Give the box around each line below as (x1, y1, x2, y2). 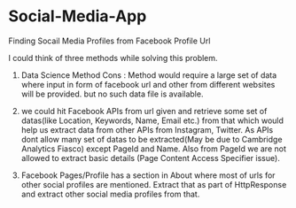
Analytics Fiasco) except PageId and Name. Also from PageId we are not (20, 143, 287, 154)
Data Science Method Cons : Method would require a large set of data (20, 69, 277, 81)
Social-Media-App (8, 6, 147, 27)
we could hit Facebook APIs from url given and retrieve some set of (20, 105, 268, 116)
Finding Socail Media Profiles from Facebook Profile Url (8, 35, 211, 46)
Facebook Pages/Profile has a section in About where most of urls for (20, 170, 276, 181)
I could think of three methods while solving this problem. (8, 52, 218, 63)
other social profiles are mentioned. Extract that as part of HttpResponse (20, 179, 287, 189)
